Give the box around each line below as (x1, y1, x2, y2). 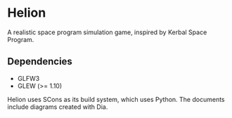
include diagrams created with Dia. (7, 103, 108, 111)
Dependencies (7, 56, 72, 68)
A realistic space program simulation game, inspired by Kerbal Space (7, 28, 207, 36)
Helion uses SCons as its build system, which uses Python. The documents (7, 95, 225, 103)
